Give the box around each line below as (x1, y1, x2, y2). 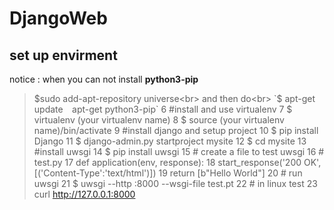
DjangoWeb (9, 7, 108, 30)
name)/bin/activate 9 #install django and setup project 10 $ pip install (33, 125, 319, 136)
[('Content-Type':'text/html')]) (33, 167, 157, 179)
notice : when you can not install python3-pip (9, 73, 199, 85)
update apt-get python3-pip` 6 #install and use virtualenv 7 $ (33, 103, 293, 115)
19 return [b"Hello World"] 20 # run (158, 167, 303, 179)
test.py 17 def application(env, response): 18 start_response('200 (33, 157, 302, 168)
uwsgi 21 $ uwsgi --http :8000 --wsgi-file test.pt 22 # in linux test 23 (33, 178, 318, 189)
